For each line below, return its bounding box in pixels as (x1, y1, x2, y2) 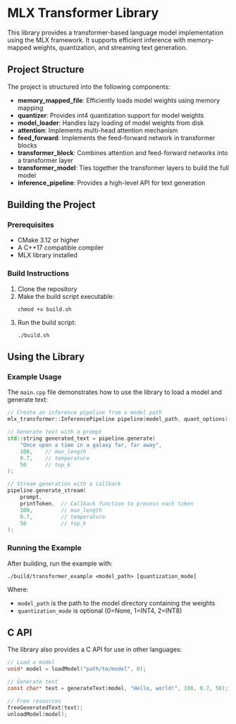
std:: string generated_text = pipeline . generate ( (7, 435, 156, 442)
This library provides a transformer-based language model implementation (7, 28, 224, 37)
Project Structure (7, 63, 85, 75)
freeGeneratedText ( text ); (7, 704, 83, 711)
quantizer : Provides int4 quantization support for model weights (17, 111, 204, 119)
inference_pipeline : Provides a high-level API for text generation (17, 178, 206, 187)
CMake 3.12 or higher (17, 236, 80, 245)
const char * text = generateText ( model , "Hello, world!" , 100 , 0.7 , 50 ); (7, 685, 229, 692)
